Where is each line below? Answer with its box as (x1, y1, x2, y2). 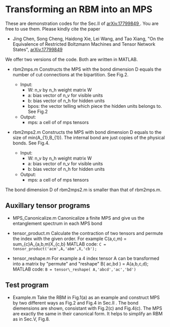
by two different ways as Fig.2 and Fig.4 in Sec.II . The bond (12, 300, 139, 306)
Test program (5, 281, 49, 289)
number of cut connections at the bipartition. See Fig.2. (12, 71, 128, 77)
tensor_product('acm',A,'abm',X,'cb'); (12, 246, 97, 251)
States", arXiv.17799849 (12, 46, 63, 52)
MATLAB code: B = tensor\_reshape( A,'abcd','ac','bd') (12, 266, 137, 272)
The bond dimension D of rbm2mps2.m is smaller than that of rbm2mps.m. (5, 187, 162, 193)
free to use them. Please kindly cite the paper (5, 25, 100, 32)
